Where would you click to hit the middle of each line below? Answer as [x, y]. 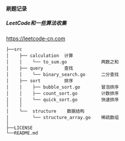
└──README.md [22, 133]
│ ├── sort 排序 [40, 81]
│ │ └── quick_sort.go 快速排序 [63, 100]
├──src [14, 49]
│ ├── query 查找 [40, 68]
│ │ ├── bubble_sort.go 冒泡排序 [63, 87]
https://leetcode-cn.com [36, 39]
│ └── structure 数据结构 [45, 111]
